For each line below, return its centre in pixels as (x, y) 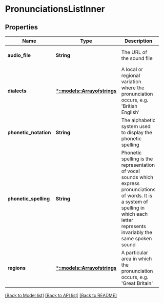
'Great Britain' (137, 283)
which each (134, 214)
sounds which (137, 177)
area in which (137, 259)
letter (127, 220)
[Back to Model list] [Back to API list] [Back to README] (61, 295)
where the (133, 88)
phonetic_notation (29, 132)
